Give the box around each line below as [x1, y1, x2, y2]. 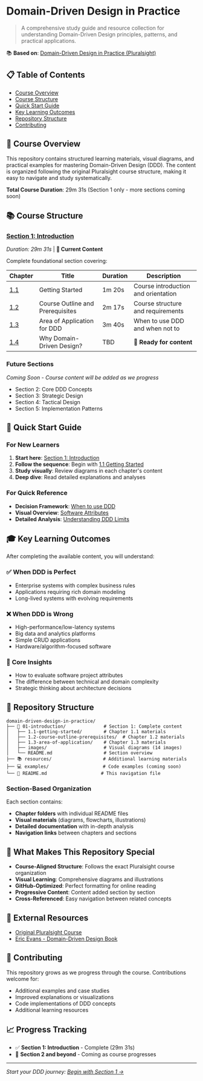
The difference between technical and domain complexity [14, 678, 159, 685]
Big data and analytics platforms [14, 630, 95, 637]
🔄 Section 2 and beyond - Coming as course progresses [14, 1050, 156, 1058]
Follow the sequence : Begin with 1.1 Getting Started [14, 461, 144, 468]
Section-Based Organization [6, 784, 92, 793]
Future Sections [6, 360, 54, 368]
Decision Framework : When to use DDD [14, 502, 116, 510]
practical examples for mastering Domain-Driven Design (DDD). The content [6, 161, 196, 168]
